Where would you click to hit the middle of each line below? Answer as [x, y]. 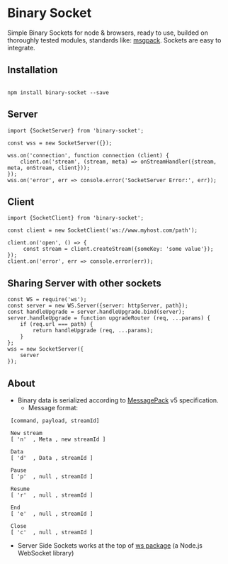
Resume [20, 489]
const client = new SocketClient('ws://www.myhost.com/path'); [103, 231]
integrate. [21, 47]
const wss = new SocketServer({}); [60, 143]
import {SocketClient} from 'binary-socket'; [75, 218]
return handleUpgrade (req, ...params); [93, 331]
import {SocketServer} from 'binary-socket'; [75, 130]
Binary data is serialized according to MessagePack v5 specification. [118, 400]
